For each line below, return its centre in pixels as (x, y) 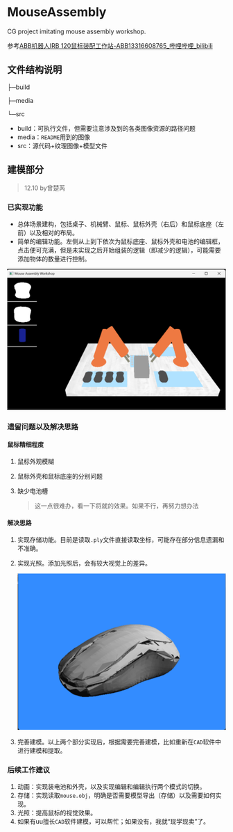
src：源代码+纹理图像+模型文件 (62, 145)
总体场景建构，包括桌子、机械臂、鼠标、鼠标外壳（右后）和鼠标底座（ (118, 224)
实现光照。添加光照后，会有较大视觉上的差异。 (84, 563)
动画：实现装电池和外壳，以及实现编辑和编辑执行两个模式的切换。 (111, 786)
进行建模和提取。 (42, 750)
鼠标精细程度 (25, 445)
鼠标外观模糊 (35, 461)
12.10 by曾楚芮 (45, 188)
